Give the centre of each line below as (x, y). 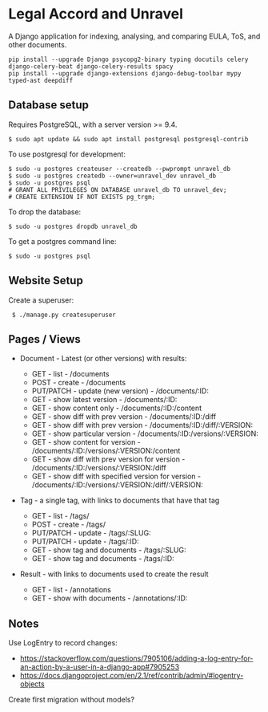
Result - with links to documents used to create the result (114, 574)
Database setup (49, 105)
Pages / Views (45, 339)
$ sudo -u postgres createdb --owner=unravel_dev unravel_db (112, 176)
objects (32, 684)
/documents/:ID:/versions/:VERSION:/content (106, 451)
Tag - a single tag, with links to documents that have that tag (120, 500)
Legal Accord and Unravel (96, 14)
